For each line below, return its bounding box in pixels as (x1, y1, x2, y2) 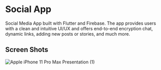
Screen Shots (5, 45, 49, 54)
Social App (5, 4, 52, 15)
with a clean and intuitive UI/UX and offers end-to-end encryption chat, (5, 25, 153, 31)
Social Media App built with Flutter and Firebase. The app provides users (5, 20, 156, 26)
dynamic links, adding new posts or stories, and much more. (5, 31, 130, 37)
